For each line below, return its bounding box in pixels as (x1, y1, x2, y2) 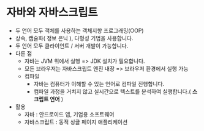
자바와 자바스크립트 (6, 5, 98, 19)
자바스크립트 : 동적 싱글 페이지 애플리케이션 (24, 118, 128, 126)
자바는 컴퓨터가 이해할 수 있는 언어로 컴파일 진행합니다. (33, 80, 165, 87)
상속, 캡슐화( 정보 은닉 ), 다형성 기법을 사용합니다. (15, 34, 134, 41)
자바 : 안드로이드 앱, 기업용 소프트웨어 (24, 110, 115, 118)
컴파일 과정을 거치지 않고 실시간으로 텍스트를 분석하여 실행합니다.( (33, 88, 191, 95)
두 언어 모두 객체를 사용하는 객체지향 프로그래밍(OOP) (15, 27, 144, 34)
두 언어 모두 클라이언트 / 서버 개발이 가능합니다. (15, 42, 129, 49)
